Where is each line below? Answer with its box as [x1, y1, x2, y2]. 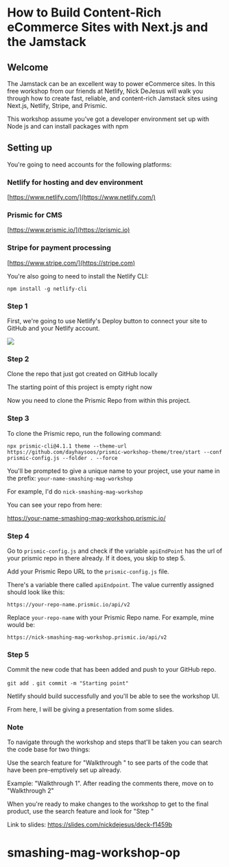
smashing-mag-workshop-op [7, 844, 180, 860]
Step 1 [7, 301, 28, 311]
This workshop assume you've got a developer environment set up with [7, 115, 210, 123]
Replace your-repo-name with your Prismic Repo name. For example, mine [7, 613, 215, 622]
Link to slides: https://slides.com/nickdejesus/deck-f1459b [7, 820, 173, 829]
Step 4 [7, 531, 29, 540]
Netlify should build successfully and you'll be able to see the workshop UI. [7, 692, 220, 701]
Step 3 [7, 414, 29, 424]
